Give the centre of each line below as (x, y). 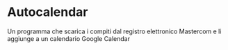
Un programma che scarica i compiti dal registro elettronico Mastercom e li (114, 31)
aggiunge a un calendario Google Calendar (69, 38)
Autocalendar (48, 12)
